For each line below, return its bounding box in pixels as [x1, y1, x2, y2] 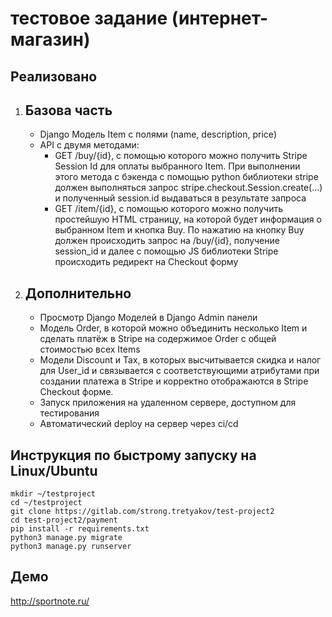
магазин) [10, 28, 91, 51]
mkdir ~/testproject [10, 489, 97, 499]
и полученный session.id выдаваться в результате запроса [54, 192, 307, 204]
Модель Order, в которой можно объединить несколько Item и [39, 322, 308, 334]
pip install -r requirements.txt [10, 524, 150, 534]
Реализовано [10, 68, 98, 85]
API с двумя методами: [39, 139, 140, 151]
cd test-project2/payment [10, 515, 118, 526]
